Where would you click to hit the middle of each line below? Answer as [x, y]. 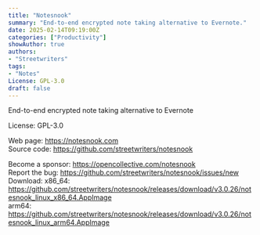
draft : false [29, 88]
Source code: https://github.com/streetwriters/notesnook [101, 149]
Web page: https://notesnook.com [63, 141]
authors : [22, 52]
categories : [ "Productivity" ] [58, 37]
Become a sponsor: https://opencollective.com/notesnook [102, 164]
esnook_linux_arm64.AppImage [59, 222]
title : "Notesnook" [40, 15]
